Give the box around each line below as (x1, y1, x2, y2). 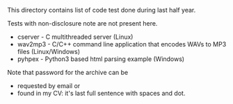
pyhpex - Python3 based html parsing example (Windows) (17, 55, 185, 63)
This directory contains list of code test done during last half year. (7, 6, 196, 14)
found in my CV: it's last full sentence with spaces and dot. (17, 89, 186, 97)
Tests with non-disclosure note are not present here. (7, 19, 158, 27)
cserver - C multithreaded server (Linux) (17, 33, 134, 41)
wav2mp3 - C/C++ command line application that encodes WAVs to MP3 (17, 40, 227, 48)
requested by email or (17, 82, 81, 89)
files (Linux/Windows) (17, 48, 81, 55)
